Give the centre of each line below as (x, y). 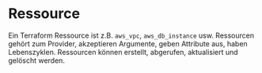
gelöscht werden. (37, 60)
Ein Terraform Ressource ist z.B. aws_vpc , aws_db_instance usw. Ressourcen (131, 35)
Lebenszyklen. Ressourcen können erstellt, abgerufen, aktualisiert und (123, 52)
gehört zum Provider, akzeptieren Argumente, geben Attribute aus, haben (128, 43)
